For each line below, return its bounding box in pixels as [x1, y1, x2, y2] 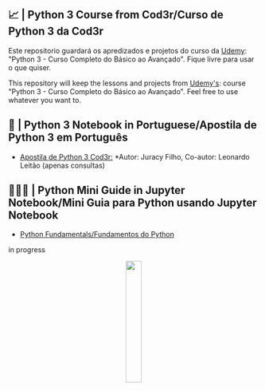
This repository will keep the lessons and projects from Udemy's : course [8, 78, 247, 88]
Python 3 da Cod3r [8, 25, 104, 38]
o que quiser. [8, 62, 52, 72]
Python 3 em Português [8, 131, 129, 144]
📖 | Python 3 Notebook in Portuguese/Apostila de [8, 118, 257, 132]
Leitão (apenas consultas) [19, 160, 106, 170]
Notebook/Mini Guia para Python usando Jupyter [8, 196, 257, 210]
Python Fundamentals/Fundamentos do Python [19, 230, 175, 239]
